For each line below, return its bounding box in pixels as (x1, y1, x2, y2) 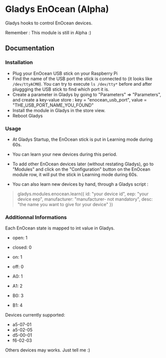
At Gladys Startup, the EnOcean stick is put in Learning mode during (12, 136, 153, 142)
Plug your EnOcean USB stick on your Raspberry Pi (12, 70, 118, 76)
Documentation (5, 44, 55, 53)
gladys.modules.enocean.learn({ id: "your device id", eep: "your (17, 191, 149, 197)
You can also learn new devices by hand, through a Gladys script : (12, 181, 149, 187)
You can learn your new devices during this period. (12, 151, 118, 157)
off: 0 (12, 264, 24, 270)
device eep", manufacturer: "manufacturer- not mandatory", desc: (17, 196, 153, 202)
